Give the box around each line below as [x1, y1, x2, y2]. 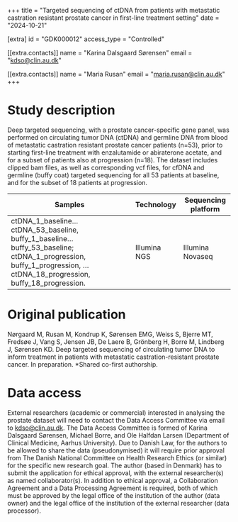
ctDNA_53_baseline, [11, 225, 79, 235]
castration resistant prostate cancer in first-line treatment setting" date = [7, 13, 220, 22]
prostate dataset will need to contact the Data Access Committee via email [7, 416, 225, 424]
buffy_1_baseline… [11, 233, 74, 243]
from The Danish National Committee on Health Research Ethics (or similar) [7, 453, 227, 462]
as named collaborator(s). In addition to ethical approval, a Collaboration [7, 476, 218, 484]
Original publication [7, 306, 126, 323]
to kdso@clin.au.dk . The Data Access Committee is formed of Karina [7, 423, 208, 432]
